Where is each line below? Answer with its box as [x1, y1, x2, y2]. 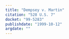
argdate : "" [5, 26, 30, 31]
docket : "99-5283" [5, 17, 44, 22]
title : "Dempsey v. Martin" [5, 7, 65, 13]
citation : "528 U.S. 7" [5, 12, 56, 17]
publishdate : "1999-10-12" [5, 21, 62, 27]
